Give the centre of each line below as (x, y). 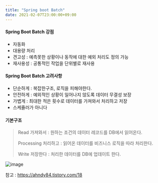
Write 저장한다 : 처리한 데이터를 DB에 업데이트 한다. (69, 154)
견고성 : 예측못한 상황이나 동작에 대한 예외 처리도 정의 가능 (71, 57)
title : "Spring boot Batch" (35, 10)
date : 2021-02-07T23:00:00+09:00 (41, 15)
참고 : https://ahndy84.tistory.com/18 (44, 175)
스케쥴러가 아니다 (30, 107)
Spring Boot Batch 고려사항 (34, 76)
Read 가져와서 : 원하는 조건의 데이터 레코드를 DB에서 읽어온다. (80, 132)
